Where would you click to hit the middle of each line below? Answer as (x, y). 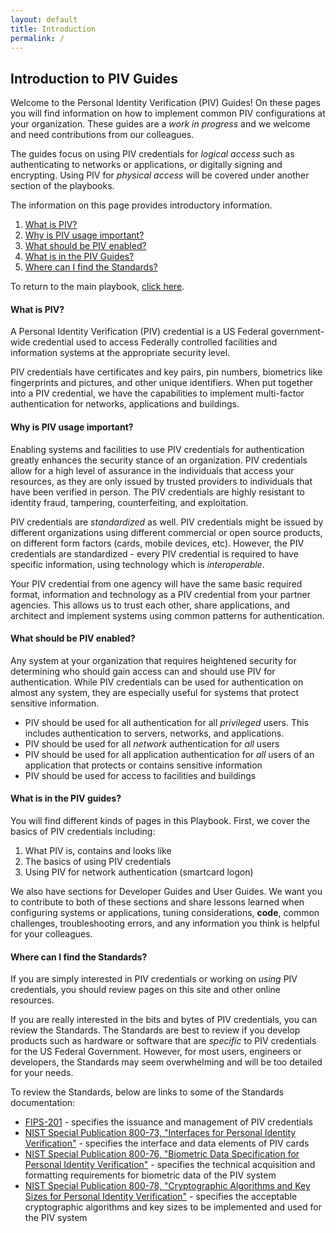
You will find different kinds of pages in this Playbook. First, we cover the (160, 820)
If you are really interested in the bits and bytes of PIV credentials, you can (164, 1020)
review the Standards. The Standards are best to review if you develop (155, 1030)
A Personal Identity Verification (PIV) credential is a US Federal (139, 332)
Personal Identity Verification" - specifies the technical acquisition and (170, 1165)
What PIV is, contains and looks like (98, 850)
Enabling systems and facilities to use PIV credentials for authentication (157, 449)
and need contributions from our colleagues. (102, 135)
